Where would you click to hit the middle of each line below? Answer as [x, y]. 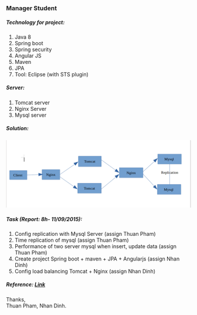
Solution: [18, 128]
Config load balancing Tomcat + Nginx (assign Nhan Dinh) [85, 271]
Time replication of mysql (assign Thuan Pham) [72, 240]
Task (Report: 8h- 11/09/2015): [44, 219]
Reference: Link [26, 284]
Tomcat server [32, 102]
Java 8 [23, 37]
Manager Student [32, 8]
